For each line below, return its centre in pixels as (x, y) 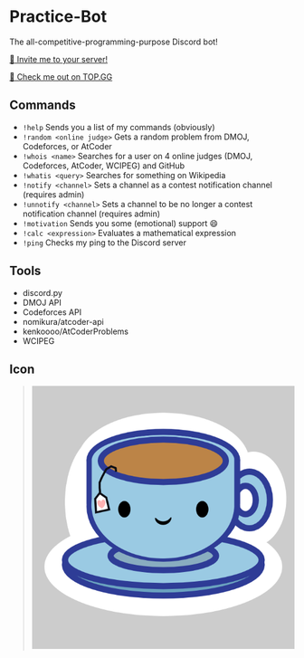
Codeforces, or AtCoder (67, 146)
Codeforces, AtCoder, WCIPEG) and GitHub (104, 166)
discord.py (43, 292)
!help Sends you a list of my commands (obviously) (119, 127)
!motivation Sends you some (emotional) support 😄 (120, 223)
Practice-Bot (58, 17)
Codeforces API (52, 312)
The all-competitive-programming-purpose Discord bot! (114, 42)
